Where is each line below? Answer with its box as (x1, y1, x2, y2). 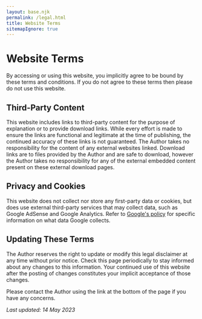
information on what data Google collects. (6, 217, 111, 224)
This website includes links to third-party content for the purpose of (6, 119, 175, 126)
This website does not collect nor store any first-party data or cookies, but (6, 197, 192, 204)
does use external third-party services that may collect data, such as (6, 204, 178, 211)
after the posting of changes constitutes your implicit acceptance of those (6, 269, 191, 277)
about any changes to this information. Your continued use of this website (6, 263, 191, 270)
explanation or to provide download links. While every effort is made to (6, 125, 183, 132)
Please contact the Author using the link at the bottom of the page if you (6, 287, 186, 295)
